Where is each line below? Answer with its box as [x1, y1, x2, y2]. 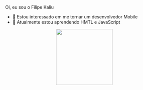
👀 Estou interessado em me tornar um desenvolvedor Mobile [12, 14, 138, 19]
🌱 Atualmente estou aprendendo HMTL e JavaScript [12, 19, 120, 25]
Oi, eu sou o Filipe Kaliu [5, 4, 54, 10]
